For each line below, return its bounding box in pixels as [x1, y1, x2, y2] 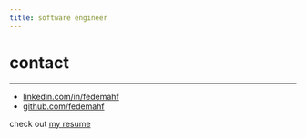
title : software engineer [9, 13, 107, 23]
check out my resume [9, 118, 91, 129]
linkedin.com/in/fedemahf [22, 91, 120, 102]
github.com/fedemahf [22, 101, 105, 112]
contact [9, 52, 70, 73]
